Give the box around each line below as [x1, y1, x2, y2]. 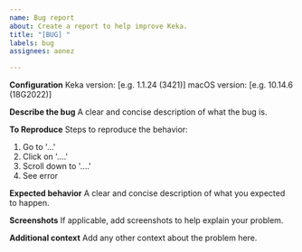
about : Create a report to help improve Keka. [9, 22, 188, 31]
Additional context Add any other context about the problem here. [9, 232, 258, 244]
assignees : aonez [9, 47, 75, 56]
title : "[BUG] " [9, 30, 71, 39]
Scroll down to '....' [22, 161, 92, 172]
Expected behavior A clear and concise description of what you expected [9, 188, 286, 199]
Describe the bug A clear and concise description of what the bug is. [9, 107, 268, 117]
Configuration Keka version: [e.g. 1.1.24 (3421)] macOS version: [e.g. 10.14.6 [9, 79, 294, 90]
